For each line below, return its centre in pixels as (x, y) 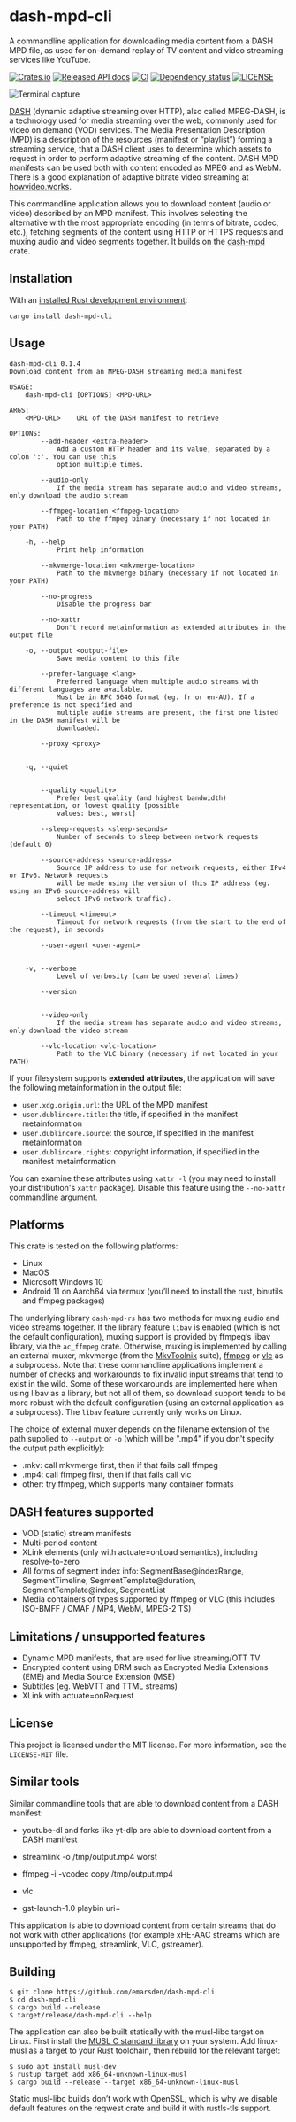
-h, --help (45, 542)
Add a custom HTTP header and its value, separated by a (163, 449)
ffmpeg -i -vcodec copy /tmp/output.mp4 (98, 1873)
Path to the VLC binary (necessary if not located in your (167, 1053)
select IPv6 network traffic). (114, 898)
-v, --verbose (51, 968)
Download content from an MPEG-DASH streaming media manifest (126, 371)
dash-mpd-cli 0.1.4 (45, 364)
